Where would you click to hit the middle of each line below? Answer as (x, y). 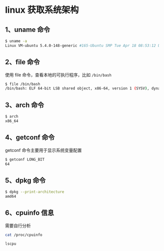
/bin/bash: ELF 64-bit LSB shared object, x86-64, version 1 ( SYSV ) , (77, 88)
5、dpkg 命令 (25, 180)
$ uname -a (16, 41)
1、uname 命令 (28, 30)
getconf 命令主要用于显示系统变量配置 (43, 150)
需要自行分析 (18, 226)
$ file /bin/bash (23, 84)
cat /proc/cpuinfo (24, 235)
